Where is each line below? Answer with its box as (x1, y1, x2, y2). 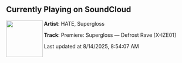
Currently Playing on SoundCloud (6, 5, 132, 15)
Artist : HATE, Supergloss (43, 20, 105, 27)
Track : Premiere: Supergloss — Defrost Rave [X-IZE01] (43, 32, 177, 38)
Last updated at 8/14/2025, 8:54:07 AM (43, 43, 139, 50)
